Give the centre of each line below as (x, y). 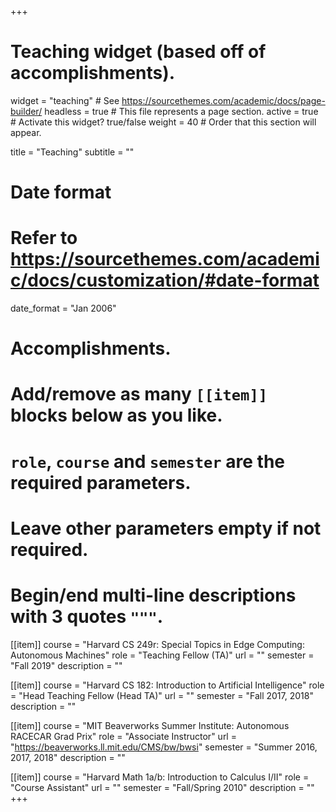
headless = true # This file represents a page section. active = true (181, 111)
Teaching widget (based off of (138, 52)
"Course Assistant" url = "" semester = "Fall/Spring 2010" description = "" (162, 787)
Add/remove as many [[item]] (139, 394)
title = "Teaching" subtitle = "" (72, 152)
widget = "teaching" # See (65, 100)
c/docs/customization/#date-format (165, 280)
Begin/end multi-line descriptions (153, 595)
